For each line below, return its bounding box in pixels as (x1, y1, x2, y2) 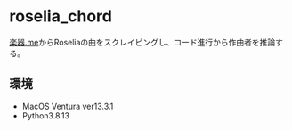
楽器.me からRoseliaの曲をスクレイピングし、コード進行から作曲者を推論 (9, 37, 276, 47)
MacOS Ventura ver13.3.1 (21, 101, 114, 111)
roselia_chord (9, 6, 113, 27)
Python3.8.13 (21, 110, 69, 121)
